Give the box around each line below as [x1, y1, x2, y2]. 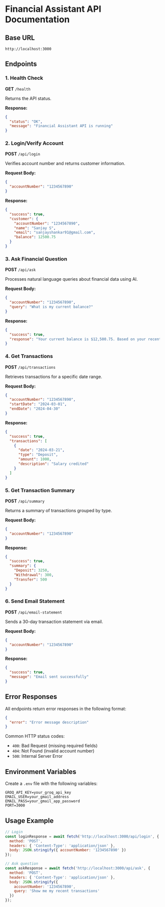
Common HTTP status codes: [5, 733, 65, 739]
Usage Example [5, 816, 54, 825]
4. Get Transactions [5, 353, 53, 360]
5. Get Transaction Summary [5, 486, 75, 493]
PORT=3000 [5, 803, 26, 808]
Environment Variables [5, 767, 77, 776]
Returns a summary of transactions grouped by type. [5, 507, 112, 513]
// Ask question [5, 861, 38, 866]
